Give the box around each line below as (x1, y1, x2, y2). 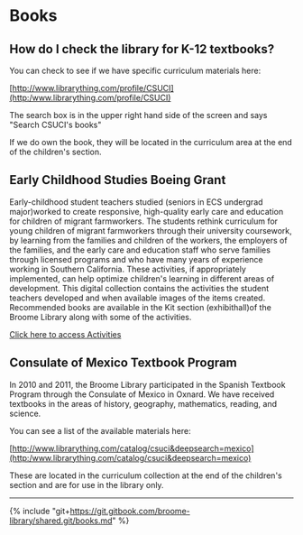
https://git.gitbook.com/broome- (69, 505, 191, 516)
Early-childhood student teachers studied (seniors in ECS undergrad (9, 196, 263, 208)
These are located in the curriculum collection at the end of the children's (9, 470, 282, 481)
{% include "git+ (9, 505, 70, 516)
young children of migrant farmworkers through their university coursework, (9, 225, 293, 235)
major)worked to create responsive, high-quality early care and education (9, 206, 284, 217)
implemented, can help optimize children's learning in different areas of (9, 272, 275, 284)
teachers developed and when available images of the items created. (9, 292, 266, 303)
